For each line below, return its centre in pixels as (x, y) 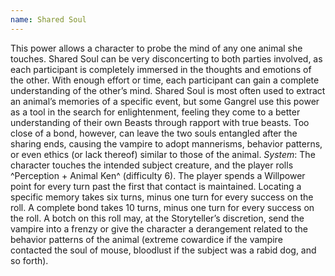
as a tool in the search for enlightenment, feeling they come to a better (155, 112)
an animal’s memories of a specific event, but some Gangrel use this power (165, 101)
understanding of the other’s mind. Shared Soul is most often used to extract (168, 90)
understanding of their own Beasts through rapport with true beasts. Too (160, 122)
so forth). (29, 260)
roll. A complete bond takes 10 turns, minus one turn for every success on (162, 207)
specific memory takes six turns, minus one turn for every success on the (162, 197)
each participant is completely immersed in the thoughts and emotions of (161, 69)
